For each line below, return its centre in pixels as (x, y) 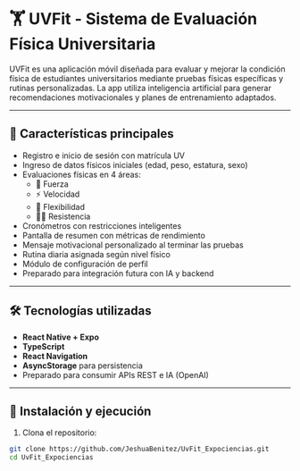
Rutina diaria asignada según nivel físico (96, 254)
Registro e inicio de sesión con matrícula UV (104, 156)
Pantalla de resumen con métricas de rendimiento (113, 235)
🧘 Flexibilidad (60, 206)
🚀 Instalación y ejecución (80, 411)
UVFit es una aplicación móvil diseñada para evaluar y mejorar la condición (147, 69)
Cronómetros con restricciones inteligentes (102, 225)
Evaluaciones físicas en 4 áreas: (81, 174)
